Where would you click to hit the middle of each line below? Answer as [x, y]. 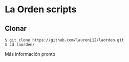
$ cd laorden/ [20, 45]
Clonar [16, 28]
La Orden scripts [41, 9]
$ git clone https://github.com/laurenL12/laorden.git [64, 40]
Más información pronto [30, 54]
